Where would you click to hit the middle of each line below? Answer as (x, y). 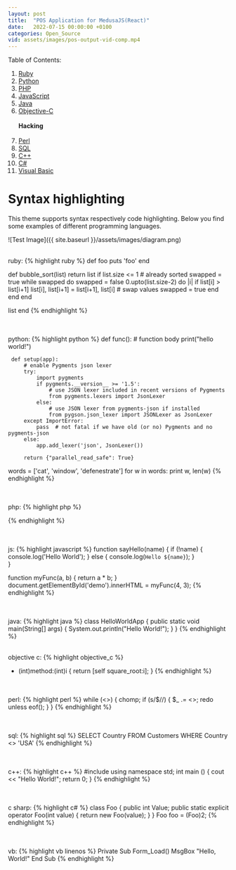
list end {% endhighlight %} (48, 311)
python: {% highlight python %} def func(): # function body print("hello (111, 339)
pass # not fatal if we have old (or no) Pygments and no (124, 427)
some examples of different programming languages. (85, 226)
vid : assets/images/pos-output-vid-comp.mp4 (74, 40)
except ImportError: (53, 421)
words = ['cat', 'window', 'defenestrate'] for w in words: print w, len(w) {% (115, 471)
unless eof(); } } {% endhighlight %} (60, 707)
